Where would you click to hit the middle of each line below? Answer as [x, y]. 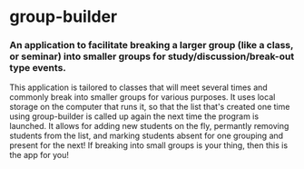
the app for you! [39, 155]
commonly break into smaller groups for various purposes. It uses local [142, 97]
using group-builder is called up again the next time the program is [134, 116]
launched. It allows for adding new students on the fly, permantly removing [149, 126]
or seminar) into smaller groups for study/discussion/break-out [152, 56]
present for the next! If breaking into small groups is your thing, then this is [149, 145]
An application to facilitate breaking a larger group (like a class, [152, 45]
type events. [38, 68]
